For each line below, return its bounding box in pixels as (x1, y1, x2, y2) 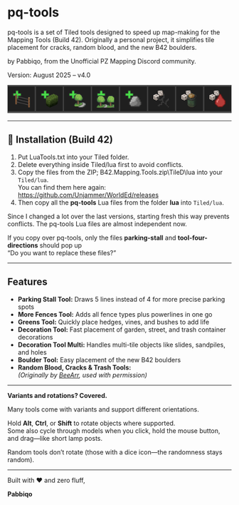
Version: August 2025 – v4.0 (7, 71, 91, 79)
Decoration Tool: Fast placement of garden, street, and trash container (17, 325, 226, 334)
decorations (17, 332, 53, 341)
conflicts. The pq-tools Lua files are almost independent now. (7, 219, 187, 228)
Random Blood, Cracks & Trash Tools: (17, 363, 132, 372)
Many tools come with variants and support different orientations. (7, 404, 199, 414)
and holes (17, 347, 48, 357)
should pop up (39, 240, 83, 250)
